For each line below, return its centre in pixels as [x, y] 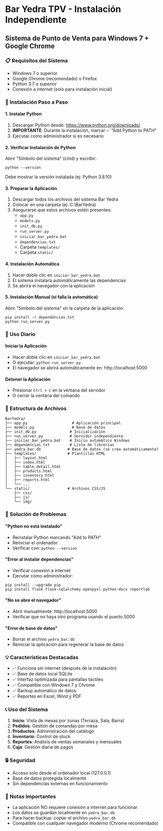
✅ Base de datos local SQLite [42, 674]
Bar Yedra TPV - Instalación [63, 9]
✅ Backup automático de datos [44, 691]
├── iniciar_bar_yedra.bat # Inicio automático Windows [68, 441]
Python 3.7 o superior [35, 84]
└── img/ [23, 502]
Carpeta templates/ [40, 247]
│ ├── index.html [25, 463]
